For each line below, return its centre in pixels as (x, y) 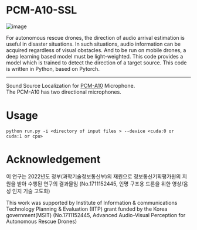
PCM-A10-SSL (42, 10)
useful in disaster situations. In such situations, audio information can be (93, 44)
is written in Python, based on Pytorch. (53, 68)
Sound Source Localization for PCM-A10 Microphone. (71, 85)
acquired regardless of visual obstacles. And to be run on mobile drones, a (96, 50)
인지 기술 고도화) (31, 191)
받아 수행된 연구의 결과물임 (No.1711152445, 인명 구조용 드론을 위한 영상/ (100, 183)
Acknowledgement (53, 159)
